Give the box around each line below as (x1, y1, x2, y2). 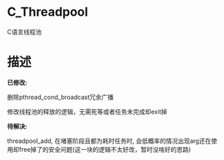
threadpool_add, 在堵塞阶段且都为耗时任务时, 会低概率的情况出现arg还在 (7, 137, 212, 145)
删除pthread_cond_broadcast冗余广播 (7, 93, 114, 101)
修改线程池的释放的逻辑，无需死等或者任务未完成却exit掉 (7, 107, 168, 115)
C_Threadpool (7, 4, 88, 20)
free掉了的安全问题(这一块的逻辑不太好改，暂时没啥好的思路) (18, 145, 191, 153)
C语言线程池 (7, 27, 42, 36)
